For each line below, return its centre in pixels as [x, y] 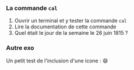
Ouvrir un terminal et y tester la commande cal [70, 21]
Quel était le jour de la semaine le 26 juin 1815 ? [71, 33]
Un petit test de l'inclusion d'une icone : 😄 [57, 60]
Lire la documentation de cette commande [65, 27]
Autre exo [20, 48]
